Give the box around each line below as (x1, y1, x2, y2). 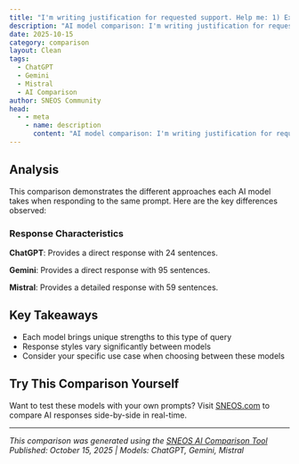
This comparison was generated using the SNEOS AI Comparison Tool (9, 435, 269, 446)
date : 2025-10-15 (9, 29, 74, 38)
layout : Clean (9, 46, 62, 55)
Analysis (9, 162, 60, 178)
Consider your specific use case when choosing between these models (21, 350, 285, 361)
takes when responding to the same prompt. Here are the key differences (9, 195, 279, 206)
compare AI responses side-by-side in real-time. (9, 410, 187, 420)
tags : (9, 54, 29, 63)
